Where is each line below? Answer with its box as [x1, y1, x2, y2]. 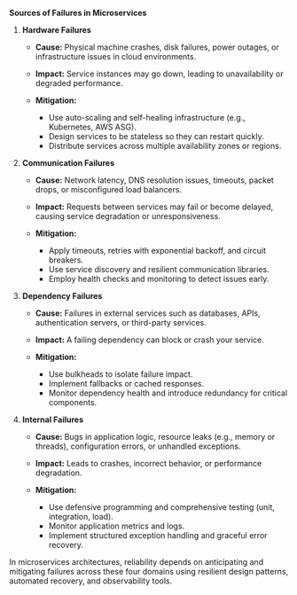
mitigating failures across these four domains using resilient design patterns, [9, 567, 289, 576]
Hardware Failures [21, 25, 91, 35]
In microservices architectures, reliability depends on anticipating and [9, 557, 264, 567]
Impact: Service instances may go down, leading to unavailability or [35, 68, 284, 79]
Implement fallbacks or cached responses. [48, 379, 205, 388]
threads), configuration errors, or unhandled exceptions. [35, 441, 241, 451]
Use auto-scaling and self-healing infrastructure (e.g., [48, 113, 246, 122]
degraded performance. [35, 78, 123, 88]
